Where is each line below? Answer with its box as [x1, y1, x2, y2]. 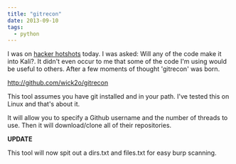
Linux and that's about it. [7, 100, 80, 109]
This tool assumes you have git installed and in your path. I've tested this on [7, 92, 230, 101]
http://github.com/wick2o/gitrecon [7, 79, 109, 87]
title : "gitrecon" [7, 10, 62, 18]
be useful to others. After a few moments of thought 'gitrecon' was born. [7, 65, 220, 73]
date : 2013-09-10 [7, 17, 59, 24]
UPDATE [7, 135, 33, 143]
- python [14, 30, 40, 38]
